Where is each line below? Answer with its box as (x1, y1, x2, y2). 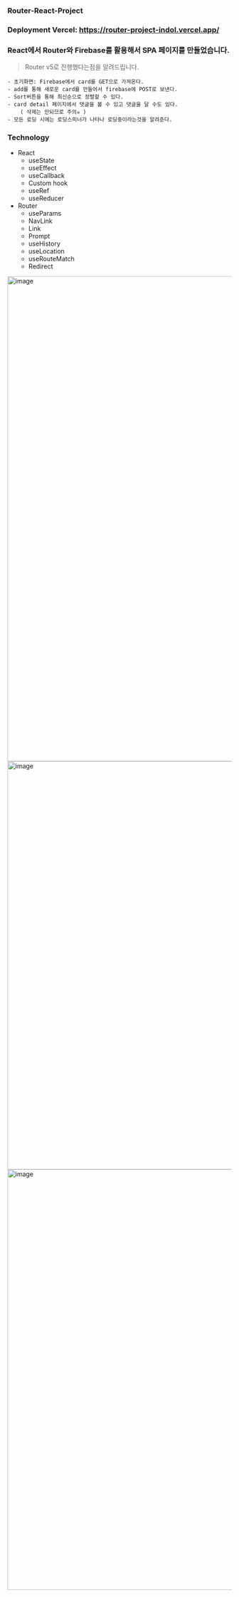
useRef (28, 187, 50, 195)
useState (28, 156, 55, 165)
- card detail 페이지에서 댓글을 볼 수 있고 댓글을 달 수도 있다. (7, 101, 179, 108)
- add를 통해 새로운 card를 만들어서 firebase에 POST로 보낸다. (7, 86, 178, 93)
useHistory (28, 239, 60, 248)
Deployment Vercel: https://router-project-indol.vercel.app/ (7, 24, 220, 34)
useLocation (28, 247, 65, 256)
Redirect (28, 262, 53, 271)
